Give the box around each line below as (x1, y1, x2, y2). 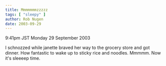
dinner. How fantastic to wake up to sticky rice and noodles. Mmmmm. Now (5, 50, 161, 56)
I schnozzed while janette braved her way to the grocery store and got (5, 44, 150, 50)
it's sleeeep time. (5, 55, 40, 61)
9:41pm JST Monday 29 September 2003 (5, 35, 90, 41)
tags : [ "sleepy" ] (5, 12, 46, 17)
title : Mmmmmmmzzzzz (5, 7, 48, 12)
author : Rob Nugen (5, 16, 43, 21)
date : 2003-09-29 (5, 21, 41, 26)
